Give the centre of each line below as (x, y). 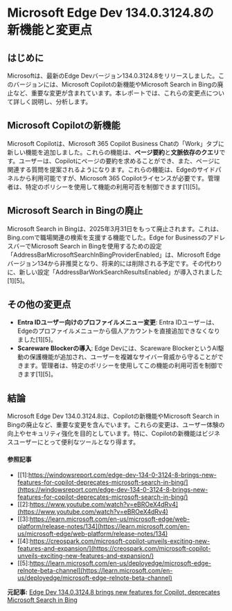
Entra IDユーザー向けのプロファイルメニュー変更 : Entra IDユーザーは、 (117, 322)
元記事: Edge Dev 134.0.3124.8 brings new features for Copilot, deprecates (114, 592)
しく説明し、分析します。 (55, 102)
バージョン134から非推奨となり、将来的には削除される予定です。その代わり (115, 263)
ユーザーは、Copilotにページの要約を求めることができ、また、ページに (119, 161)
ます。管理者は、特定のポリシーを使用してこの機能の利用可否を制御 (120, 365)
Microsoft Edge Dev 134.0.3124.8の (110, 13)
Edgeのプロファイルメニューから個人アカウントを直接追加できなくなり (118, 331)
